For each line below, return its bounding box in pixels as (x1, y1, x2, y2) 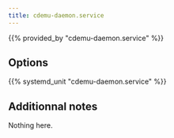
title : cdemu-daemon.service (8, 11, 104, 20)
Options (8, 56, 49, 69)
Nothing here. (8, 121, 53, 130)
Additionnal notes (8, 99, 98, 113)
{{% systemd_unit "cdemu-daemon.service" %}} (8, 76, 167, 87)
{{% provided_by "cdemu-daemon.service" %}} (8, 33, 165, 43)
